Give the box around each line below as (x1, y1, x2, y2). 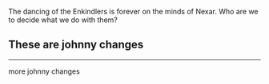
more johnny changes (8, 67, 80, 76)
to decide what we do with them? (8, 15, 118, 25)
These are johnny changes (8, 38, 144, 52)
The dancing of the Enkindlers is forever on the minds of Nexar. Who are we (8, 7, 259, 16)
